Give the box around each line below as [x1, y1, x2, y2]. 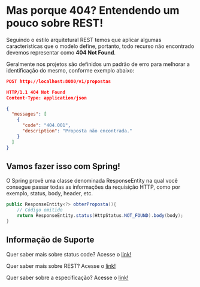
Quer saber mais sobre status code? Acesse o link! [6, 250, 132, 258]
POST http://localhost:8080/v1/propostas [6, 78, 111, 84]
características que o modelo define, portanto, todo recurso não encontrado [6, 43, 195, 50]
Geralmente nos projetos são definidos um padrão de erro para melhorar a [6, 61, 190, 68]
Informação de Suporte [6, 235, 95, 245]
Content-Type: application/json [6, 95, 87, 101]
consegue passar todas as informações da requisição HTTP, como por [6, 183, 181, 191]
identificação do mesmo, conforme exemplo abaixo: [6, 67, 135, 74]
